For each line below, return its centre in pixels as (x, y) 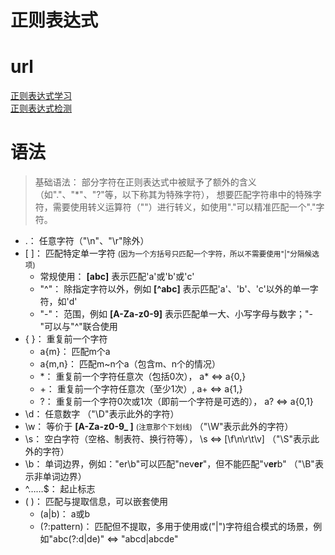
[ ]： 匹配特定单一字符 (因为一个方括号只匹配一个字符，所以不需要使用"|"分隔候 (168, 253)
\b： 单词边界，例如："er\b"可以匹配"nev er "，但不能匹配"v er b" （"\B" (169, 464)
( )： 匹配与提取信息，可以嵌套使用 (96, 502)
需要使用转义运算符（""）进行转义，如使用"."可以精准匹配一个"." (184, 207)
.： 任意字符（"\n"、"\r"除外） (87, 241)
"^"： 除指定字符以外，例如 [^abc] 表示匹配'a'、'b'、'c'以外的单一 (174, 289)
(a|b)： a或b (65, 514)
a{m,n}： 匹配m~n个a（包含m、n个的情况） (130, 364)
